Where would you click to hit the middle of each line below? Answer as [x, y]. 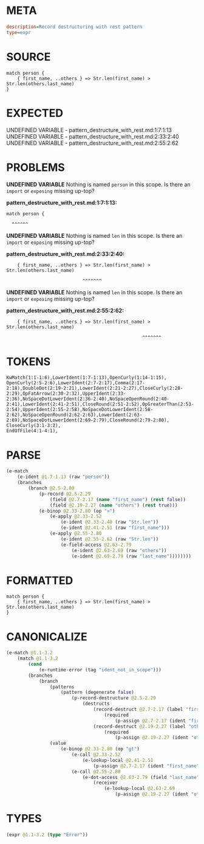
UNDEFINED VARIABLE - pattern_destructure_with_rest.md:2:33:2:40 [93, 136]
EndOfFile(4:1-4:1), [32, 431]
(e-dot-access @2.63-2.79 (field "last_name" [141, 777]
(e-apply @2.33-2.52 [76, 517]
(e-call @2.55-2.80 [96, 772]
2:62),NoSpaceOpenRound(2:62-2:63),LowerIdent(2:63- [74, 415]
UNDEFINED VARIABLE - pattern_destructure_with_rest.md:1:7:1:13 [89, 130]
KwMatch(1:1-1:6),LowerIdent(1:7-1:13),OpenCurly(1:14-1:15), [87, 378]
